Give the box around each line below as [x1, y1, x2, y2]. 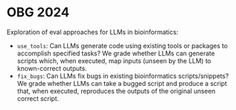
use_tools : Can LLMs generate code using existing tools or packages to [16, 41, 228, 50]
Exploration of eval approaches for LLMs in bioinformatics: [6, 28, 179, 36]
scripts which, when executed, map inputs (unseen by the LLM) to [16, 56, 212, 65]
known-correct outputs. [16, 64, 87, 72]
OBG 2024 [6, 4, 70, 21]
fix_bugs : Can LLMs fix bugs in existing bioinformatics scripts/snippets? [16, 72, 229, 80]
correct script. [16, 94, 59, 103]
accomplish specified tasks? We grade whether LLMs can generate [16, 49, 215, 57]
